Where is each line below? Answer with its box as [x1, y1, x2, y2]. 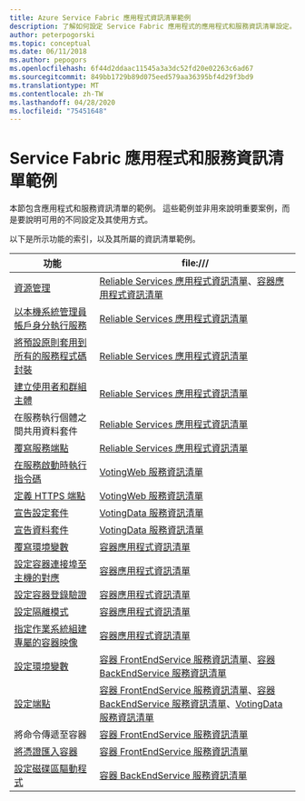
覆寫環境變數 [14, 541, 70, 554]
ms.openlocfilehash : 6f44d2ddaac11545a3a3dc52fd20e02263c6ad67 [9, 65, 254, 74]
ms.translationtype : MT [9, 81, 100, 90]
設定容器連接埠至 [14, 558, 88, 571]
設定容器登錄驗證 [14, 588, 88, 601]
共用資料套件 [23, 425, 79, 437]
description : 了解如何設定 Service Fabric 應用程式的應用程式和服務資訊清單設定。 [9, 22, 297, 31]
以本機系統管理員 [14, 305, 88, 318]
